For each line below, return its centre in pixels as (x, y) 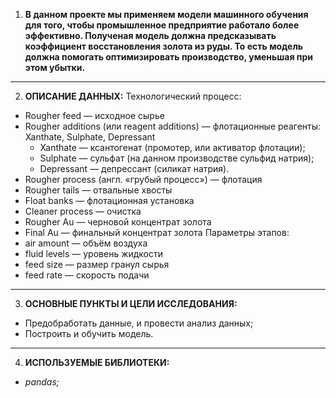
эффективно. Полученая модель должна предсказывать (150, 35)
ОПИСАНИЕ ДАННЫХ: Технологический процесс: (133, 96)
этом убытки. (55, 67)
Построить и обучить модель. (89, 333)
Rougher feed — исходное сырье (94, 115)
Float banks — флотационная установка (109, 200)
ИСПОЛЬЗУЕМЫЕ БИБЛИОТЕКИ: (97, 362)
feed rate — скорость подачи (87, 275)
